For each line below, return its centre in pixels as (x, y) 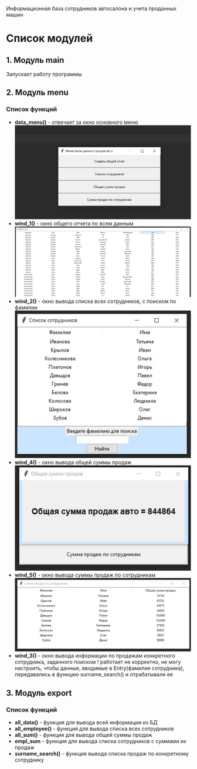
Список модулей (50, 38)
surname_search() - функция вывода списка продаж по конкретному (102, 754)
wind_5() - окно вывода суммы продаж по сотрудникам (85, 575)
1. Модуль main (35, 60)
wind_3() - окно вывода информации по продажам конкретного (95, 656)
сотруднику (29, 760)
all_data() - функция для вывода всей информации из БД (86, 723)
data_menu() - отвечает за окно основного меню (77, 122)
